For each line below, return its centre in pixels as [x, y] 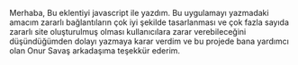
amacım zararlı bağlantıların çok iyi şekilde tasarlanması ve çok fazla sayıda [149, 22]
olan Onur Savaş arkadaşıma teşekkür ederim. [95, 51]
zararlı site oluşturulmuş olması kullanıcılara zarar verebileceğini [128, 32]
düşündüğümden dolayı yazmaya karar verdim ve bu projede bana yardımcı [149, 41]
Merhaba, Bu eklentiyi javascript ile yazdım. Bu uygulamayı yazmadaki [139, 13]
